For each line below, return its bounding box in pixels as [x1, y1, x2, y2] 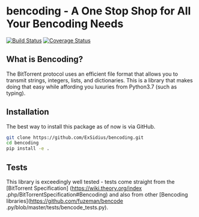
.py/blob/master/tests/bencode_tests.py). [6, 204, 108, 211]
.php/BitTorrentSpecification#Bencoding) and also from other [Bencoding [6, 191, 188, 198]
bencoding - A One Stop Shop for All [6, 4, 191, 18]
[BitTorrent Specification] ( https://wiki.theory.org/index [6, 185, 142, 192]
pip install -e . [6, 145, 50, 151]
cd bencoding [6, 140, 39, 146]
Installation [6, 107, 49, 117]
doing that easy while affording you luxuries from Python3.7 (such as [6, 83, 177, 90]
